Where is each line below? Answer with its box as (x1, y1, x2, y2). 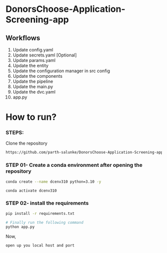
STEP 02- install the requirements (5, 200, 89, 206)
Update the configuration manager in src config (12, 68, 111, 74)
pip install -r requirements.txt (5, 211, 75, 216)
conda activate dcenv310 (5, 188, 57, 193)
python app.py (5, 224, 35, 230)
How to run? (5, 111, 56, 123)
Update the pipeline (12, 78, 54, 84)
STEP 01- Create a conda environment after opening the (5, 162, 143, 169)
